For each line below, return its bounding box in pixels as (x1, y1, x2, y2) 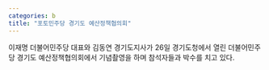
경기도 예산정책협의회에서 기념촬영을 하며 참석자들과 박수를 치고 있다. (16, 52, 235, 62)
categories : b (8, 11, 57, 20)
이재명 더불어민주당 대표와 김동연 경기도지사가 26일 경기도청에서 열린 (8, 42, 227, 52)
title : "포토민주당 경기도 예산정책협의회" (8, 19, 132, 27)
